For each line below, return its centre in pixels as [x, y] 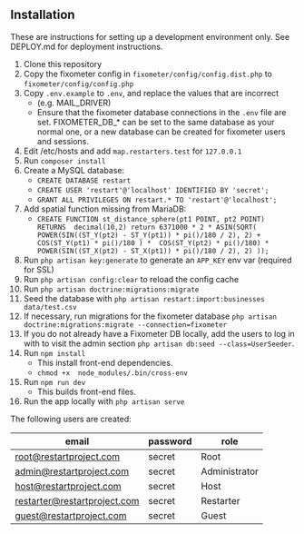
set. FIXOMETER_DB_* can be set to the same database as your [156, 122]
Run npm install [54, 352]
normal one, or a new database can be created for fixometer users [161, 132]
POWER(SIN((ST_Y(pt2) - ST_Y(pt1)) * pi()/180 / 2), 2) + [149, 235]
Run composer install [64, 160]
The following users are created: [71, 419]
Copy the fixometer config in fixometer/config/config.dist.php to [148, 74]
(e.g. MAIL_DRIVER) [74, 103]
